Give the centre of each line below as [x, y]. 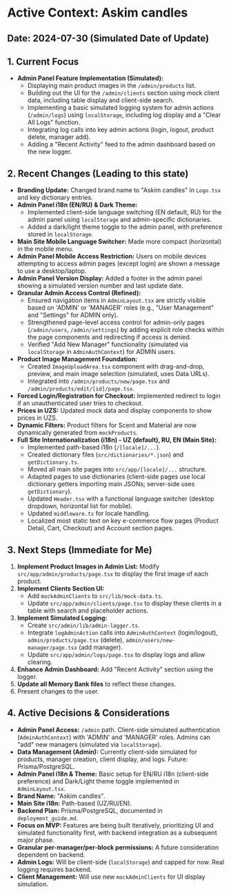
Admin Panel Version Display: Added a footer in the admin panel [109, 279]
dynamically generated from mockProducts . [77, 433]
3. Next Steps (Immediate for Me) [80, 550]
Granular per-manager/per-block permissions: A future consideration [118, 847]
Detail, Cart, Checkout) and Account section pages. [101, 528]
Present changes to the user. [58, 691]
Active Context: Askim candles [98, 13]
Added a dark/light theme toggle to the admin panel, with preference [125, 227]
